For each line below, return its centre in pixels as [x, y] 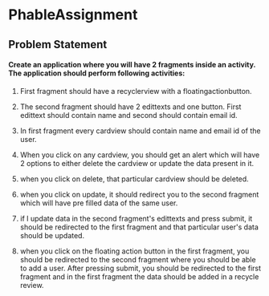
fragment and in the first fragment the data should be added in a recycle [139, 276]
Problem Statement [58, 45]
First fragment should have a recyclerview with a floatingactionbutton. [136, 91]
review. [32, 285]
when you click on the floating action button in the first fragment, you [134, 251]
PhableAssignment [73, 15]
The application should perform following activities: [97, 73]
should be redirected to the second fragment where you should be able [138, 259]
